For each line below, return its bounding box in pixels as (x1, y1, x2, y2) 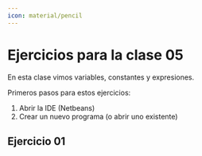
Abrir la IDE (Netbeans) (18, 103, 95, 112)
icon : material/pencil (7, 11, 83, 20)
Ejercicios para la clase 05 (7, 45, 184, 64)
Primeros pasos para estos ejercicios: (7, 88, 131, 97)
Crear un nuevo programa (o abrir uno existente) (18, 111, 178, 121)
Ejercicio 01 (7, 135, 66, 148)
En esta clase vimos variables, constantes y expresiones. (7, 72, 195, 82)
